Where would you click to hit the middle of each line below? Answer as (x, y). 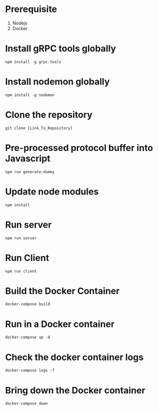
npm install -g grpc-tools (33, 62)
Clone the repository (49, 115)
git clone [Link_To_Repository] (39, 128)
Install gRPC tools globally (61, 49)
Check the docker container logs (74, 357)
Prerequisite (31, 9)
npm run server (21, 238)
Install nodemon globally (57, 82)
